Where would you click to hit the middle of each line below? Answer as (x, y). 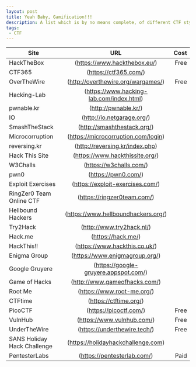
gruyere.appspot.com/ (115, 272)
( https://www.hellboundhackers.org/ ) (116, 214)
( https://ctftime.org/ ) (116, 301)
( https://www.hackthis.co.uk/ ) (116, 246)
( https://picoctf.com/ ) (116, 310)
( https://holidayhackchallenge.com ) (116, 342)
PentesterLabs (29, 356)
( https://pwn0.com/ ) (116, 175)
